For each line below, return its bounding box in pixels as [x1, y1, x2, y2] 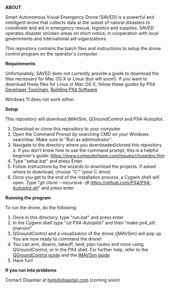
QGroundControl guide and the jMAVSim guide [12, 252, 110, 258]
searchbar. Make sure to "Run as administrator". [12, 137, 113, 142]
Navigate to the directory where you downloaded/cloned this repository [12, 142, 162, 148]
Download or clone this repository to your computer [12, 126, 121, 132]
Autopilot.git [12, 185, 38, 191]
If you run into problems [5, 267, 57, 273]
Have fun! [12, 258, 33, 263]
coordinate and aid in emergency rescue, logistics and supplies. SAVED [5, 25, 154, 31]
